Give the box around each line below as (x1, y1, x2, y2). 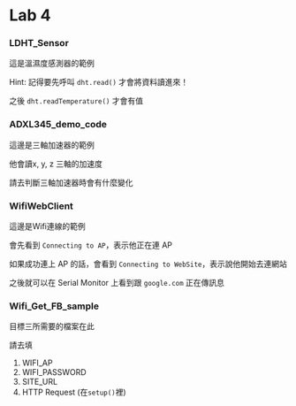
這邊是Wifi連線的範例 (9, 221, 86, 232)
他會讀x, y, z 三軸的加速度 (9, 158, 103, 169)
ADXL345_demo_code (9, 119, 108, 131)
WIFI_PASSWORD (21, 367, 87, 378)
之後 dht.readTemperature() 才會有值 (9, 96, 144, 106)
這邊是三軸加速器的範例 (9, 139, 95, 150)
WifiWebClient (9, 200, 73, 212)
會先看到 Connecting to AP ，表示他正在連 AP (9, 240, 173, 250)
